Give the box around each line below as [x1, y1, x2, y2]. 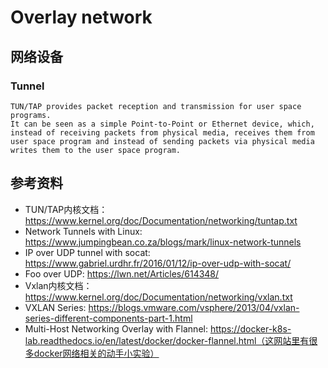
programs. [10, 110, 52, 120]
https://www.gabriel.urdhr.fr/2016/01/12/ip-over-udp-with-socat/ [24, 257, 292, 269]
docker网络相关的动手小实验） [33, 347, 160, 359]
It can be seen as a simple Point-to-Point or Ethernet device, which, [10, 119, 315, 129]
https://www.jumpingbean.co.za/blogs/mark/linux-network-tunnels [24, 236, 302, 248]
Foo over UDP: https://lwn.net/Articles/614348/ [24, 267, 220, 280]
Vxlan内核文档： [24, 279, 93, 291]
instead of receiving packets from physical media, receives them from [10, 127, 315, 138]
